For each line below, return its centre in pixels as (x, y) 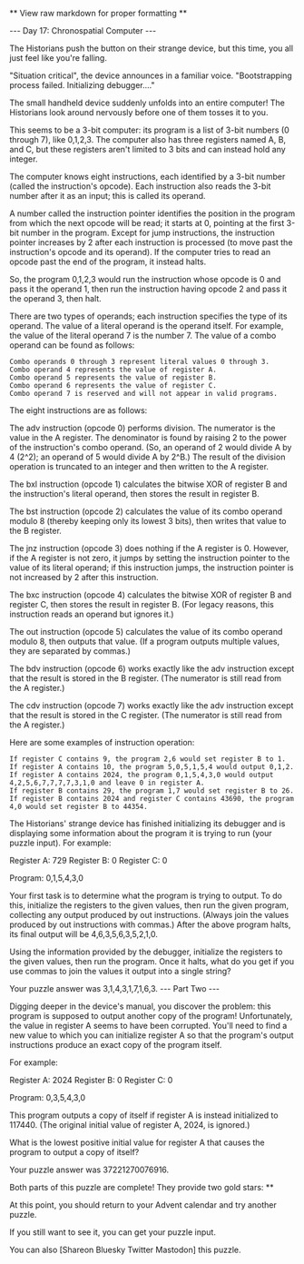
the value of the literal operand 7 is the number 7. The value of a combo (143, 336)
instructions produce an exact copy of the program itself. (116, 1045)
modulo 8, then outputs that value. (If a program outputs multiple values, (145, 641)
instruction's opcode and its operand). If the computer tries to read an (140, 252)
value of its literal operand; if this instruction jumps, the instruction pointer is (152, 568)
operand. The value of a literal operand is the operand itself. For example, (147, 326)
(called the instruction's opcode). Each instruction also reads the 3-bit (140, 186)
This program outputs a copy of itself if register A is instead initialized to (144, 1115)
